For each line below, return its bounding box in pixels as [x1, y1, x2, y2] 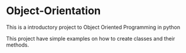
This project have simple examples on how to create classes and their [6, 35, 175, 42]
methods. [6, 41, 29, 48]
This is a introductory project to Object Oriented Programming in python [6, 24, 181, 31]
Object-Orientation [6, 4, 101, 18]
